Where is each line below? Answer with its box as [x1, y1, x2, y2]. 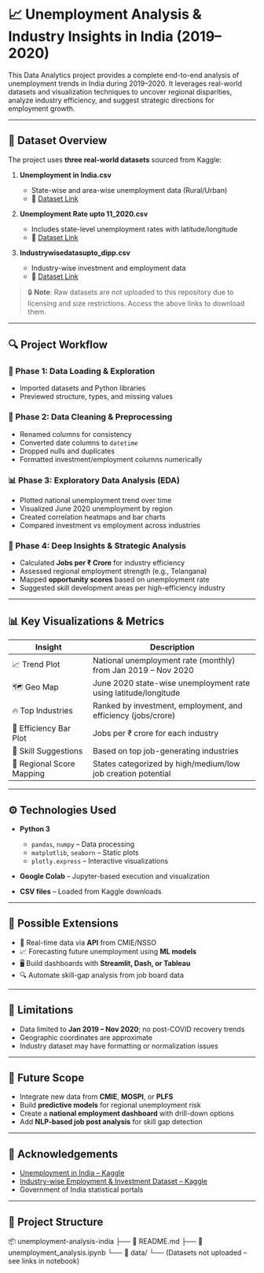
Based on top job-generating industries [93, 746, 239, 757]
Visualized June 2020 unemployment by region [19, 504, 173, 513]
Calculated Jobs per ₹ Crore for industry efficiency [19, 558, 185, 568]
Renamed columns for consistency [19, 429, 132, 439]
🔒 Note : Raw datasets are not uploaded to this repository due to [27, 287, 234, 297]
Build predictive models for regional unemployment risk [19, 1101, 202, 1110]
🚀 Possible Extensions [8, 917, 119, 931]
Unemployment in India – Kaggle [19, 1168, 125, 1178]
